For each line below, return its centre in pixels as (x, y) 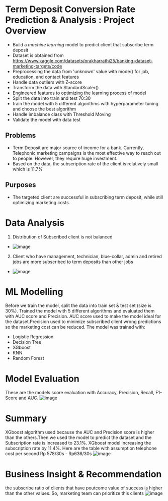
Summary (26, 418)
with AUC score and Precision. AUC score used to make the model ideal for (83, 317)
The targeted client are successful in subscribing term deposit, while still (88, 197)
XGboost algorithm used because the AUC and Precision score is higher (80, 432)
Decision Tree (27, 342)
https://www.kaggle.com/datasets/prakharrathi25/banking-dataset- (82, 60)
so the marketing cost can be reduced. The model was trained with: (75, 327)
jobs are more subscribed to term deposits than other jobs (73, 262)
